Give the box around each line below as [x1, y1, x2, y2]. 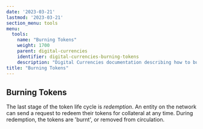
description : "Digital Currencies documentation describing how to [17, 59, 190, 65]
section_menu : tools [6, 20, 59, 26]
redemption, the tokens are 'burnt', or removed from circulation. [6, 116, 165, 124]
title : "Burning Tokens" [6, 64, 69, 71]
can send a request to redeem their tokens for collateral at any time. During [6, 110, 193, 117]
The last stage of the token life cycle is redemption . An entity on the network [6, 103, 197, 110]
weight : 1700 [17, 43, 50, 49]
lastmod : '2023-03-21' [6, 14, 63, 20]
